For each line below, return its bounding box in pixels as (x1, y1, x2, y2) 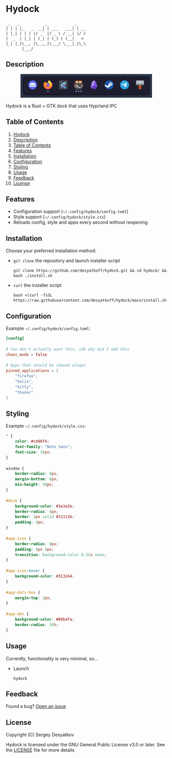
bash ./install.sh (13, 273, 53, 279)
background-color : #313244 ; (15, 574, 75, 579)
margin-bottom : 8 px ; (15, 477, 59, 482)
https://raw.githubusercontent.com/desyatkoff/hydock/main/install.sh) (13, 298, 169, 303)
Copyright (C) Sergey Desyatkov (6, 732, 75, 738)
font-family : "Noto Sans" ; (15, 444, 72, 450)
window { (6, 466, 24, 471)
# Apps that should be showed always (6, 363, 86, 368)
